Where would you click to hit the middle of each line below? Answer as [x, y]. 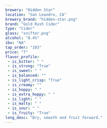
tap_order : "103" [23, 47]
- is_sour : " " [23, 108]
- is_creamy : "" [24, 85]
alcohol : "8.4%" [22, 38]
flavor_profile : [22, 57]
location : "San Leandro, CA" [36, 15]
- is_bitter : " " [25, 61]
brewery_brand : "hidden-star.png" [42, 19]
